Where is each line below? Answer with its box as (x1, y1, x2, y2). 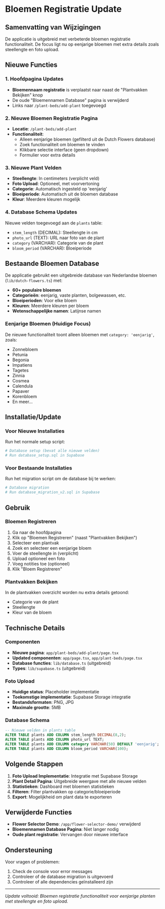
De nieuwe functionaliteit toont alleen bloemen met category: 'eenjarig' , (5, 331, 155, 338)
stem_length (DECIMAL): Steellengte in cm (12, 229, 98, 235)
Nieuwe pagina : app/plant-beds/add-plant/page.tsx (12, 650, 119, 656)
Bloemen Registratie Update (5, 3, 122, 15)
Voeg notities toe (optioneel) (12, 561, 70, 566)
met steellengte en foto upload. (5, 898, 69, 904)
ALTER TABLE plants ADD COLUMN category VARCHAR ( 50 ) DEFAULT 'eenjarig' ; (5, 742, 160, 747)
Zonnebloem (12, 346, 38, 352)
